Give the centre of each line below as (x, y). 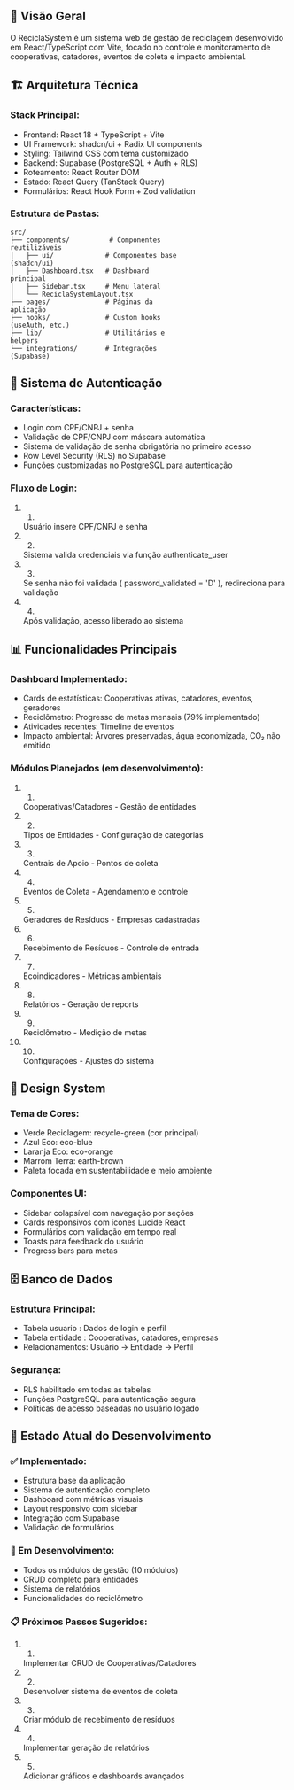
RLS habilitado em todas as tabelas (87, 1389)
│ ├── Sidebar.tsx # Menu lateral (86, 286)
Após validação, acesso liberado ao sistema (103, 620)
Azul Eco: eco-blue (58, 1143)
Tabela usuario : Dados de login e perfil (94, 1329)
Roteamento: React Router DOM (81, 172)
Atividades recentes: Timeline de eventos (98, 726)
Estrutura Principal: (53, 1309)
